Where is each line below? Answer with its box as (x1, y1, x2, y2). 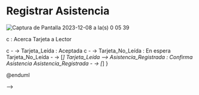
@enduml (6, 71, 30, 78)
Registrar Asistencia (6, 4, 110, 18)
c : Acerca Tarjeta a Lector (6, 35, 72, 42)
